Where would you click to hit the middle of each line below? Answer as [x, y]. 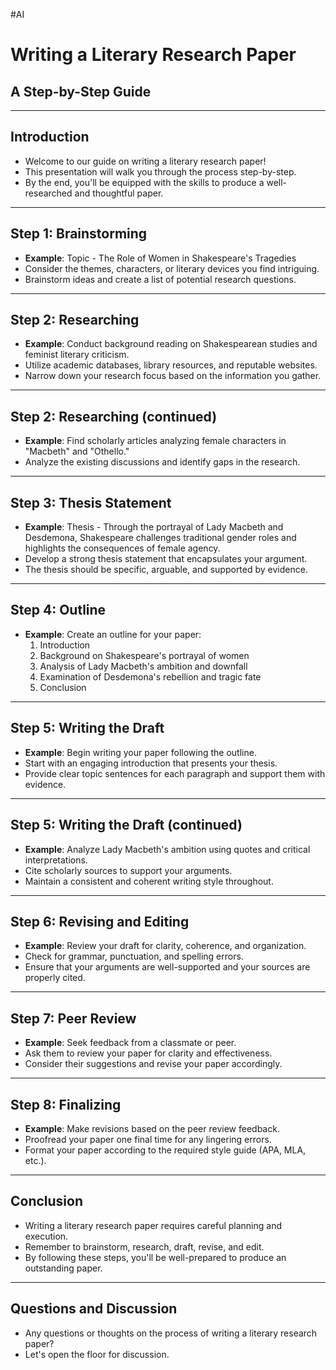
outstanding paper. [63, 1268]
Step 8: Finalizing [66, 1104]
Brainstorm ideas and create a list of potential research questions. [160, 279]
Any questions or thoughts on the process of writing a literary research [171, 1333]
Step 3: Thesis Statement [91, 502]
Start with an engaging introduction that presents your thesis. [151, 763]
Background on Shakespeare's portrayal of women [144, 655]
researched [48, 193]
